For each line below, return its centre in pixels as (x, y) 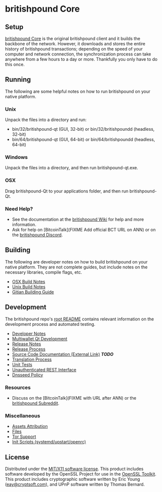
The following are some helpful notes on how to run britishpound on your (78, 91)
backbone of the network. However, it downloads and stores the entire (75, 44)
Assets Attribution (30, 426)
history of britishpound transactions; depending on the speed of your (74, 49)
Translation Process (32, 359)
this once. (15, 64)
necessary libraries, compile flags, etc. (44, 272)
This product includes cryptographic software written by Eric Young (73, 479)
